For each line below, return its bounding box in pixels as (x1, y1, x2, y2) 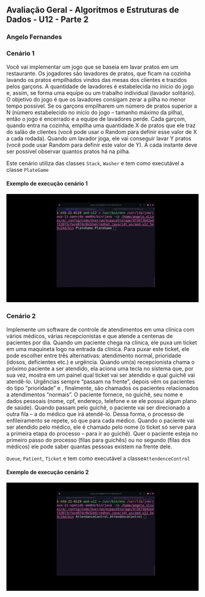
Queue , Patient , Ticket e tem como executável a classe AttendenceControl (6, 454, 190, 462)
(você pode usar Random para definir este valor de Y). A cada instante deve (6, 141, 198, 149)
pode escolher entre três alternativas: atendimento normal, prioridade (6, 352, 182, 359)
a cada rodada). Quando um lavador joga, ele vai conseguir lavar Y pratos (6, 135, 192, 142)
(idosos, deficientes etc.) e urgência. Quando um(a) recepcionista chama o (6, 358, 195, 366)
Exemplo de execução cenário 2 (6, 469, 89, 476)
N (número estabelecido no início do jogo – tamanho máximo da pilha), (6, 108, 184, 116)
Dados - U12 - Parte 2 (6, 15, 89, 25)
